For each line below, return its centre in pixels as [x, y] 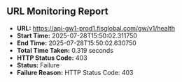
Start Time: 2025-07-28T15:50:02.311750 [77, 35]
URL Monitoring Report [58, 11]
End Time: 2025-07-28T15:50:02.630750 [77, 43]
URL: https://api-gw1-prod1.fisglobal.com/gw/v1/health [96, 28]
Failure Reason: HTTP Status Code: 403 [75, 72]
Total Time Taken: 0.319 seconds [65, 50]
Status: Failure [38, 65]
